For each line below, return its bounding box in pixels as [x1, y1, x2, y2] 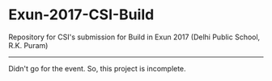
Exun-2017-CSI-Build [8, 6, 155, 24]
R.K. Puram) [8, 40, 49, 50]
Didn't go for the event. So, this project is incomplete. [8, 63, 186, 73]
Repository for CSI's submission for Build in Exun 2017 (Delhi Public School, [8, 32, 261, 42]
